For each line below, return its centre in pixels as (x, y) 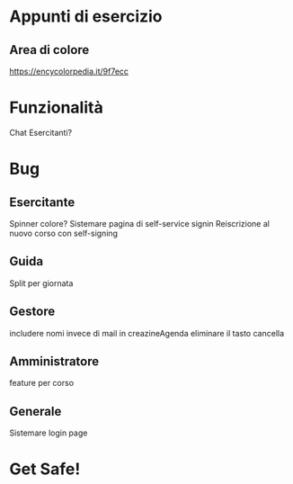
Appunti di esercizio (86, 17)
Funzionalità (56, 108)
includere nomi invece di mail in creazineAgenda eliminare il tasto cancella (147, 333)
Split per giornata (41, 283)
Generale (36, 411)
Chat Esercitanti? (41, 132)
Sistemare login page (49, 433)
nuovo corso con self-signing (64, 233)
